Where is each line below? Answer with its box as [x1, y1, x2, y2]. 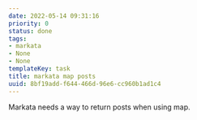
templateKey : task [8, 65, 71, 73]
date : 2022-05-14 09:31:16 [8, 11, 100, 20]
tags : [8, 34, 27, 43]
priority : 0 [8, 19, 49, 28]
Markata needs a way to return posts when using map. [8, 102, 191, 112]
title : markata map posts [8, 72, 96, 80]
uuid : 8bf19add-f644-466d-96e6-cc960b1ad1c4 [8, 79, 161, 88]
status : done [8, 27, 53, 35]
